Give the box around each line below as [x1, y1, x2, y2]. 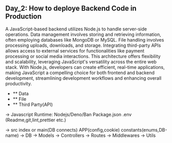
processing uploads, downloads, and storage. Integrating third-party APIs [5, 42, 161, 48]
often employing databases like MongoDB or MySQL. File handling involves [5, 37, 164, 43]
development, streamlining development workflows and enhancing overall [5, 75, 162, 81]
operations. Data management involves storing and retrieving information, [5, 31, 161, 38]
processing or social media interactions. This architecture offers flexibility [5, 53, 161, 59]
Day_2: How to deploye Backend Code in [5, 4, 137, 13]
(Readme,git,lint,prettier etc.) [5, 117, 66, 123]
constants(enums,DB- [121, 127, 167, 133]
